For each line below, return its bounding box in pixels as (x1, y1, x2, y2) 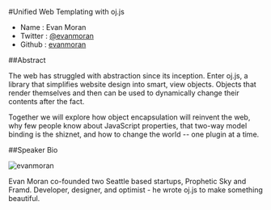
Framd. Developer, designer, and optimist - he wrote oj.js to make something (8, 185, 263, 195)
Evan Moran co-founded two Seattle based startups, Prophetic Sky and (8, 177, 247, 186)
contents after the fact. (8, 97, 85, 106)
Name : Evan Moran (19, 23, 87, 31)
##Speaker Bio (8, 145, 58, 154)
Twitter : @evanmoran (19, 31, 95, 40)
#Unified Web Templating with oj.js (8, 7, 125, 16)
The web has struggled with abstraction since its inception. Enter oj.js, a (8, 71, 248, 80)
